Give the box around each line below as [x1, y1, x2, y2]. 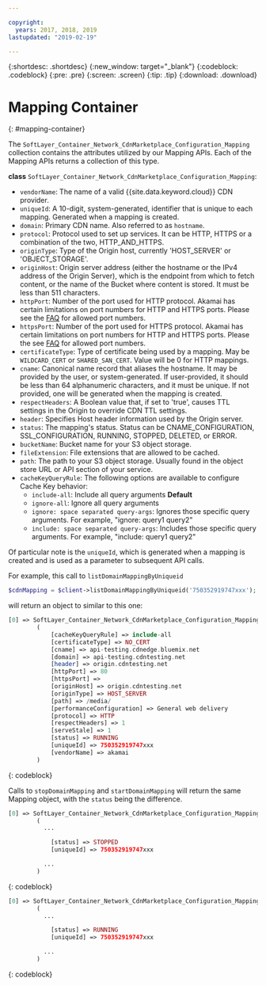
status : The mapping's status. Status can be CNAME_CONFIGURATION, [19, 423, 255, 432]
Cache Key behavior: [19, 482, 89, 491]
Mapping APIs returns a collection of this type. [8, 156, 160, 166]
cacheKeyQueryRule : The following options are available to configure [19, 473, 240, 483]
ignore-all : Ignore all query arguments [31, 498, 160, 508]
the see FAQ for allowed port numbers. [19, 338, 146, 348]
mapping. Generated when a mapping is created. [19, 212, 180, 222]
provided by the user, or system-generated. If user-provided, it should [19, 372, 249, 382]
